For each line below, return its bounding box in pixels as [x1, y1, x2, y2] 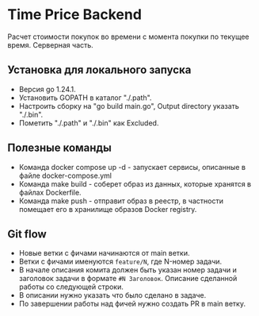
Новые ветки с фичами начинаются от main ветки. [18, 249, 190, 258]
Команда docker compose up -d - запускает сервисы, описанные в [18, 162, 246, 171]
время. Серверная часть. [7, 40, 94, 49]
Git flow [7, 227, 47, 241]
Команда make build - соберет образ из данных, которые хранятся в [18, 179, 252, 188]
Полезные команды [7, 141, 112, 155]
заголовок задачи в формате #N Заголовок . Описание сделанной [18, 274, 238, 283]
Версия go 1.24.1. [18, 84, 76, 94]
